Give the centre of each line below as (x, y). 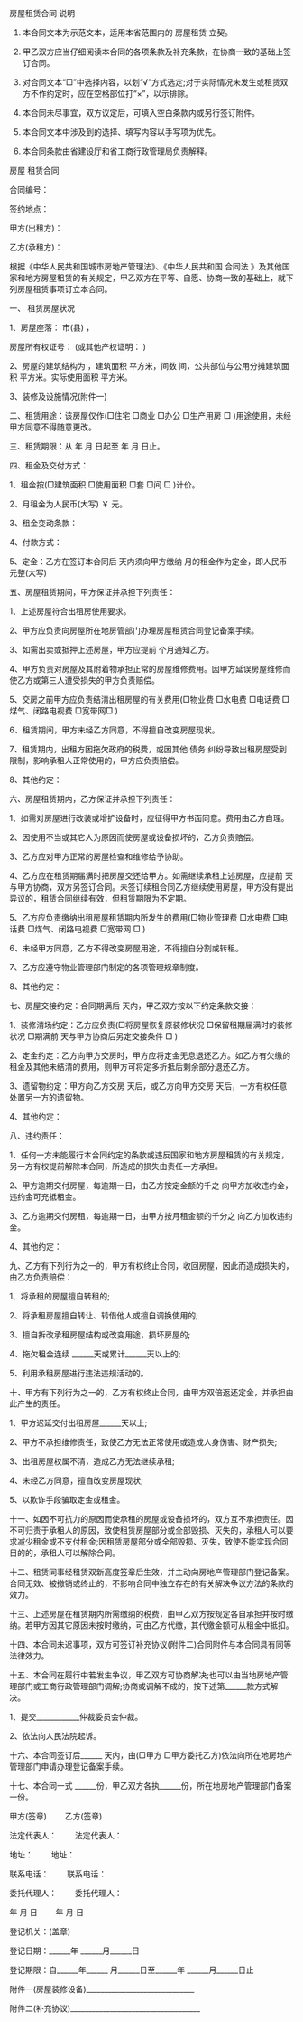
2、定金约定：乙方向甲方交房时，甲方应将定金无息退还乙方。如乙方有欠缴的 (150, 1055)
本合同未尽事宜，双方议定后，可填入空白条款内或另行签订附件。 (141, 113)
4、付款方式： (36, 542)
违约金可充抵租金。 (45, 1197)
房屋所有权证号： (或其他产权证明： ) (78, 347)
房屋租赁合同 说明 (42, 13)
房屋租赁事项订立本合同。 (64, 289)
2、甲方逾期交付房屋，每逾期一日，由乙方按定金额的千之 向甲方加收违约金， (151, 1186)
